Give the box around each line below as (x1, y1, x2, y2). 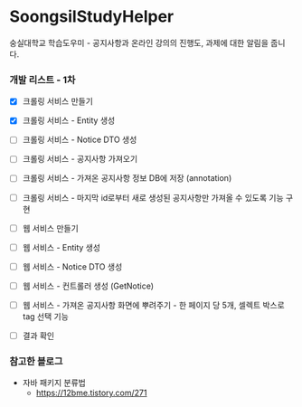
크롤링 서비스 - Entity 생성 (22, 115, 116, 126)
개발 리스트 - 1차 (9, 73, 76, 86)
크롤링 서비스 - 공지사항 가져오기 (22, 154, 138, 165)
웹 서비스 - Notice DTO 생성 (22, 260, 123, 272)
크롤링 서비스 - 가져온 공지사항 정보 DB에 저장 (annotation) (22, 173, 232, 184)
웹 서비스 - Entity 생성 (22, 241, 101, 252)
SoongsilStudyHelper (9, 6, 175, 27)
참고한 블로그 (9, 355, 63, 367)
